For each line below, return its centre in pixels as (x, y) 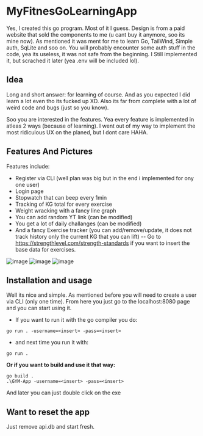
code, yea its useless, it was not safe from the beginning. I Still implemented (102, 54)
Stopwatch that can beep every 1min (61, 197)
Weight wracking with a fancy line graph (66, 210)
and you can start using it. (39, 308)
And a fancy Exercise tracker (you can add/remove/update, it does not (103, 230)
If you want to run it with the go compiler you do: (76, 320)
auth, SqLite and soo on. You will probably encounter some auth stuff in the (101, 48)
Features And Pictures (50, 152)
